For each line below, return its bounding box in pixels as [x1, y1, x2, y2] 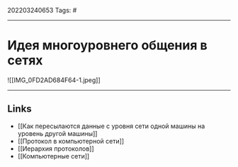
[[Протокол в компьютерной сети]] [17, 137, 125, 145]
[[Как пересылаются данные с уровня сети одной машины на [17, 122, 205, 130]
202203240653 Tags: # [7, 6, 77, 14]
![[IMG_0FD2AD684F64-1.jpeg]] [7, 76, 101, 84]
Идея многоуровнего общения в [7, 38, 208, 54]
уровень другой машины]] [17, 129, 98, 137]
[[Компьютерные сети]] [17, 151, 90, 160]
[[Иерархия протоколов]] [17, 144, 94, 153]
